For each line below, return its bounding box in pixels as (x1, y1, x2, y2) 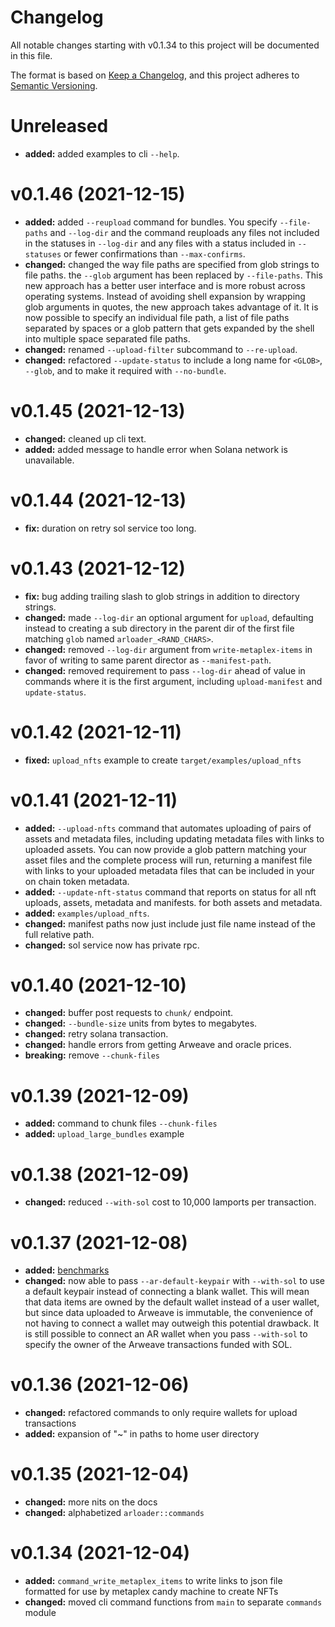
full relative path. (24, 928, 95, 940)
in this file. (10, 49, 53, 61)
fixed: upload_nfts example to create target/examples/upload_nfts (24, 754, 302, 766)
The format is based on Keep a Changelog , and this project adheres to (10, 69, 300, 81)
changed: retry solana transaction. (24, 1028, 169, 1040)
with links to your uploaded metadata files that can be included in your (24, 864, 315, 876)
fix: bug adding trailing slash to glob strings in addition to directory (24, 590, 300, 602)
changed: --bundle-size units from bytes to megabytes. (24, 1017, 258, 1030)
